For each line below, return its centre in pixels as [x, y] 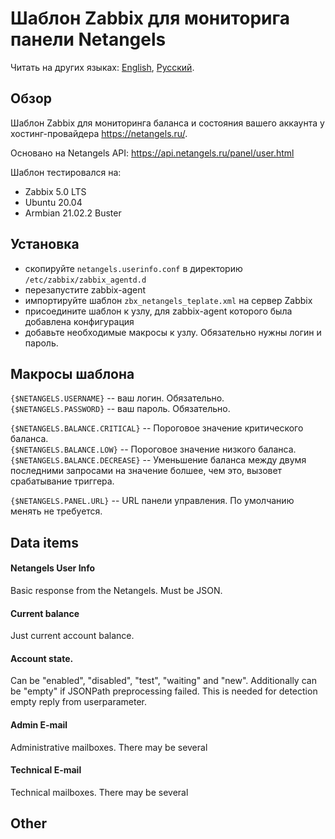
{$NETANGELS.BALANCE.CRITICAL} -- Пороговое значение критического [157, 428]
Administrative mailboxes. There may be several [109, 747]
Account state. [42, 658]
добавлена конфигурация [79, 321]
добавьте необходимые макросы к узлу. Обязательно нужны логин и [173, 332]
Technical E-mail [46, 770]
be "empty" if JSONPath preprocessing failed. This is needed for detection [164, 691]
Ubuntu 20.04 [53, 202]
